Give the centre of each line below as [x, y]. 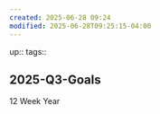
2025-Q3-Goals [55, 79]
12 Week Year [35, 101]
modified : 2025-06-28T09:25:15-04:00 [80, 26]
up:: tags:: [28, 51]
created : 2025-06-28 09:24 [60, 18]
